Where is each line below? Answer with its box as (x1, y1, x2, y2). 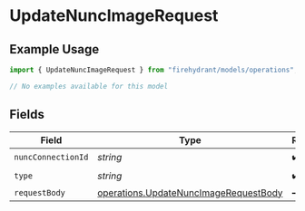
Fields (9, 107, 45, 122)
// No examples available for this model (9, 82, 169, 91)
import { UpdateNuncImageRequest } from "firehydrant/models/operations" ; (9, 65, 299, 74)
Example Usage (9, 42, 100, 57)
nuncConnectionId (14, 152, 89, 163)
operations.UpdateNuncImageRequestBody (96, 187, 283, 199)
